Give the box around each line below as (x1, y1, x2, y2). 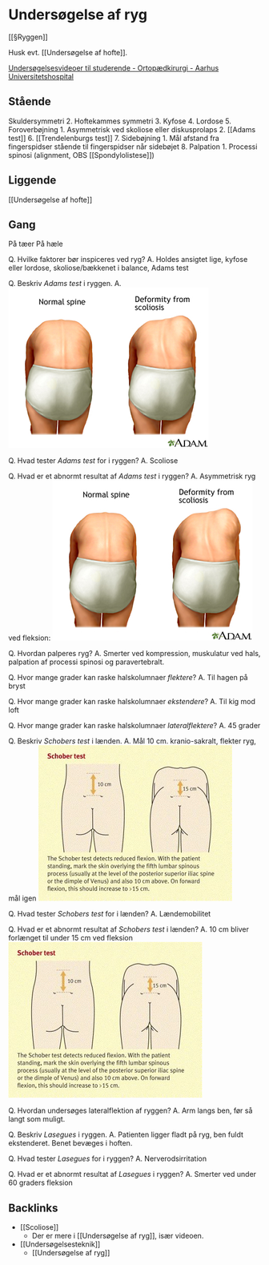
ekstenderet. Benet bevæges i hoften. (8, 1138, 133, 1148)
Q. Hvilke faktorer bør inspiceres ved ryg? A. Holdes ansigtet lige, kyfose (8, 255, 248, 264)
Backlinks (8, 1201, 58, 1215)
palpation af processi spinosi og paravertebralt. (8, 657, 165, 667)
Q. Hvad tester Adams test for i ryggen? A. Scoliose (8, 456, 179, 465)
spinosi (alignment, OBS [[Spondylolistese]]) (8, 150, 155, 159)
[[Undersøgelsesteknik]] (19, 1239, 101, 1249)
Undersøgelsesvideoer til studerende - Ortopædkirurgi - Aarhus (8, 62, 219, 73)
